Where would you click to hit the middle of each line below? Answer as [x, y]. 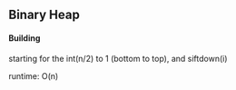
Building [25, 38]
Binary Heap [44, 15]
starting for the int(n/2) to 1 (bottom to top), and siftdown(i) [118, 58]
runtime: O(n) [34, 75]
